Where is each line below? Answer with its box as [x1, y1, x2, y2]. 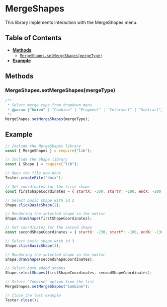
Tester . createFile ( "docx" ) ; [5, 175, 64, 180]
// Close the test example [5, 293, 61, 298]
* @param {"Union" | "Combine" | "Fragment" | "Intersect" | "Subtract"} [7, 107, 164, 112]
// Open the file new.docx [5, 171, 61, 176]
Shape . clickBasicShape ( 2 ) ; [5, 202, 61, 208]
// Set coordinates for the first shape [5, 184, 90, 189]
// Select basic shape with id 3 [5, 238, 75, 243]
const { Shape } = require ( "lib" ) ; [5, 162, 79, 167]
